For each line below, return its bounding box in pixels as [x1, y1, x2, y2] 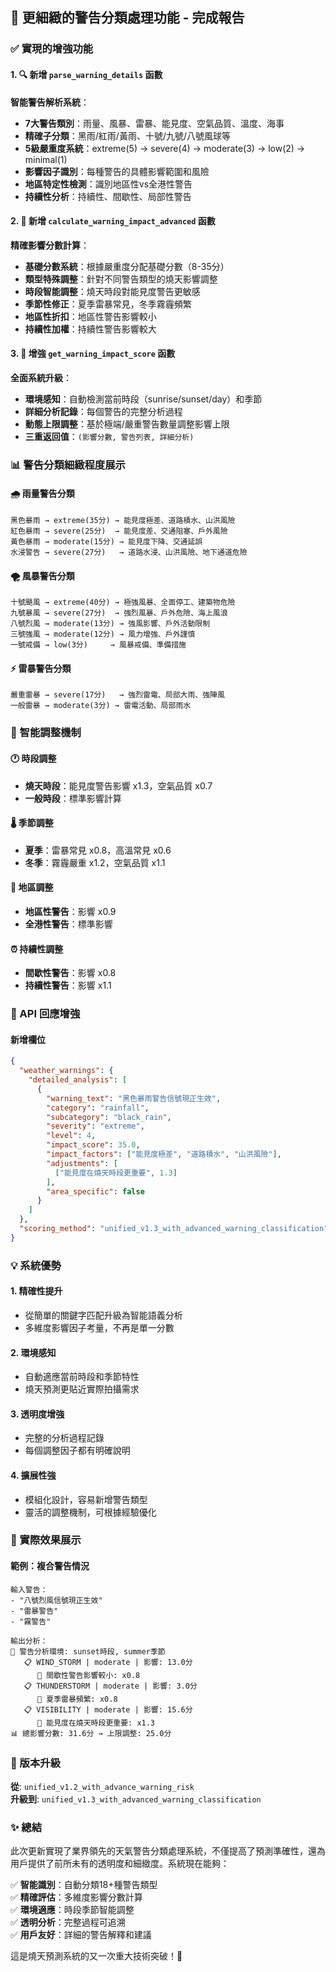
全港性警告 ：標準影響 [24, 918, 113, 930]
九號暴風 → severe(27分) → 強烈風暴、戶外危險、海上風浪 [10, 608, 228, 618]
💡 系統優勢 [10, 1258, 62, 1272]
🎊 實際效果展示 [10, 1533, 82, 1547]
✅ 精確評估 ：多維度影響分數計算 [10, 1891, 143, 1903]
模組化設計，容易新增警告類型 [24, 1493, 148, 1505]
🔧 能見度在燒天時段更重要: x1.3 [36, 1718, 156, 1728]
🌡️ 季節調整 [10, 817, 54, 829]
